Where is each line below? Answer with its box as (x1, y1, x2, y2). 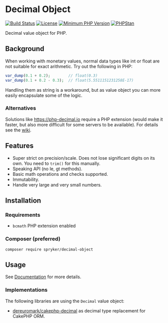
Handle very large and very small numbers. (12, 181, 102, 187)
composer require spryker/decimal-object (5, 247, 94, 252)
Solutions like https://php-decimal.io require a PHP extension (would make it (5, 116, 163, 122)
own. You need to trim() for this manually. (12, 160, 101, 166)
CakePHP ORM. (12, 313, 45, 319)
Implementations (5, 286, 48, 293)
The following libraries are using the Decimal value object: (5, 298, 125, 304)
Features (5, 142, 34, 150)
